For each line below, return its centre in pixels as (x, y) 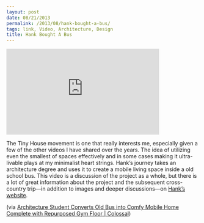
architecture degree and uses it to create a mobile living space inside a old (100, 169)
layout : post (23, 12)
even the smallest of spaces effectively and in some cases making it (92, 156)
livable (15, 163)
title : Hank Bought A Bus (39, 35)
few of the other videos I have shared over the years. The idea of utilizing (98, 150)
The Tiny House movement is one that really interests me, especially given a (102, 144)
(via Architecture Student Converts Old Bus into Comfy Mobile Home (93, 207)
